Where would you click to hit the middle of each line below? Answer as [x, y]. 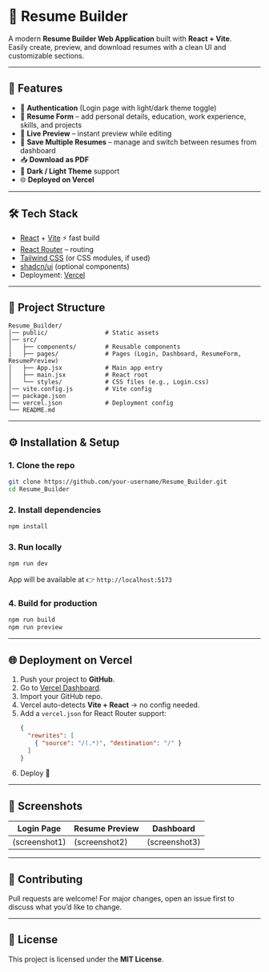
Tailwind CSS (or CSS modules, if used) [85, 258]
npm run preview [35, 628]
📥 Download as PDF [54, 159]
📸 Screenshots [46, 806]
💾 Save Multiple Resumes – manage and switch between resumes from [138, 142]
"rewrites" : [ [51, 735]
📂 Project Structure [57, 307]
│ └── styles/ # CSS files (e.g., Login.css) [109, 382]
